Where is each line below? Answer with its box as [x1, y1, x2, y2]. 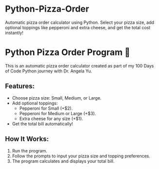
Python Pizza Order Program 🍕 [5, 47, 130, 58]
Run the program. [12, 148, 48, 153]
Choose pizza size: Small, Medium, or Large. [12, 95, 102, 101]
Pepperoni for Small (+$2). [19, 105, 73, 111]
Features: [5, 82, 35, 90]
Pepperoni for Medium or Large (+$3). [19, 110, 96, 116]
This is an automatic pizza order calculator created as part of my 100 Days [5, 63, 154, 68]
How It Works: [5, 135, 49, 143]
